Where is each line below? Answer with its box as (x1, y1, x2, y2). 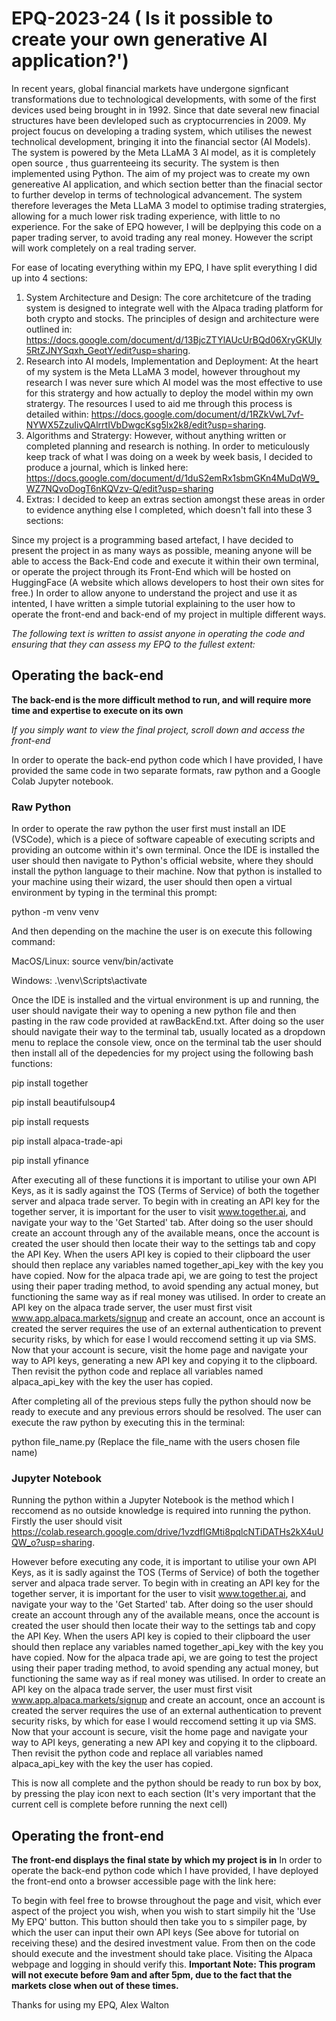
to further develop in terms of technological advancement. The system (11, 188, 303, 201)
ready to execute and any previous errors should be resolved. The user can (11, 1406, 322, 1418)
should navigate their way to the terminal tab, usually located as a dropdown (11, 1026, 326, 1038)
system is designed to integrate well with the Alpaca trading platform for (25, 302, 324, 314)
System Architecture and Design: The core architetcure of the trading (25, 291, 312, 303)
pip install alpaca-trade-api (11, 1135, 123, 1147)
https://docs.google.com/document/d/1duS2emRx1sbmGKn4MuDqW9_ (25, 472, 320, 484)
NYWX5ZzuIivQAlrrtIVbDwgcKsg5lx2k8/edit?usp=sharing (25, 418, 264, 431)
